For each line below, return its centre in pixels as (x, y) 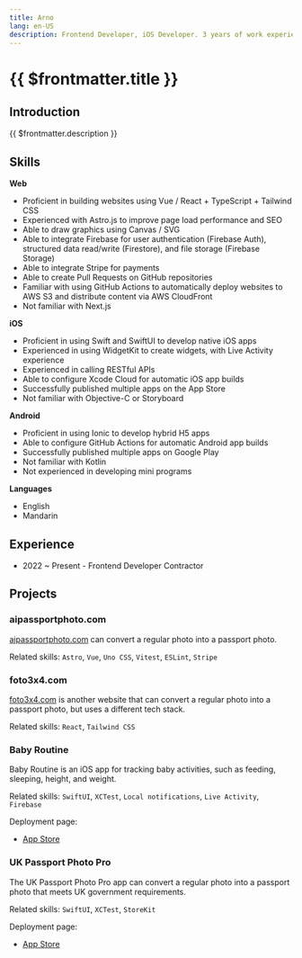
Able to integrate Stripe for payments (91, 268)
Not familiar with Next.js (67, 306)
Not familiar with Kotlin (64, 462)
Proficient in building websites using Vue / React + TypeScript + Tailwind (157, 201)
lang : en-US (31, 26)
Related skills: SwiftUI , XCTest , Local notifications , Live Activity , (134, 796)
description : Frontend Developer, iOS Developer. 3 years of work (136, 34)
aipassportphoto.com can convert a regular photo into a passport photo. (143, 639)
